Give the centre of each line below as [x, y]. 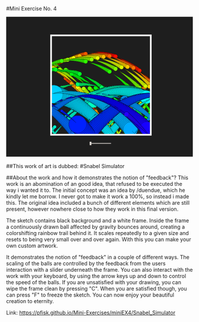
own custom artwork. [32, 246]
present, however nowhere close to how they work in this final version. [92, 209]
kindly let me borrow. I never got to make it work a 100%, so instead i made [98, 197]
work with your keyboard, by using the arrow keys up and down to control [96, 276]
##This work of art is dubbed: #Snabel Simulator [65, 166]
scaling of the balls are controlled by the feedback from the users [86, 263]
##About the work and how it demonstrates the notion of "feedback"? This [97, 178]
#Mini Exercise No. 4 [32, 9]
